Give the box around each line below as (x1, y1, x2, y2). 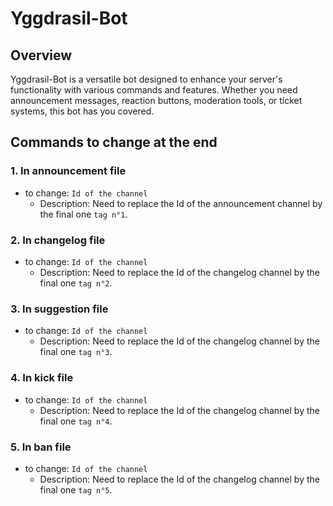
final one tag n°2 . (39, 277, 113, 289)
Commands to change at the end (10, 134, 218, 151)
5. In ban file (10, 440, 72, 454)
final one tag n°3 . (39, 346, 113, 358)
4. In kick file (10, 371, 74, 385)
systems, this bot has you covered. (10, 105, 155, 117)
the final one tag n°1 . (39, 208, 128, 220)
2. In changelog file (10, 233, 106, 247)
